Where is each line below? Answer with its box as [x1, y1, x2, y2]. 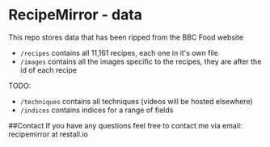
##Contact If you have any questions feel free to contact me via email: [8, 120, 243, 130]
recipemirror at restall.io [8, 129, 89, 139]
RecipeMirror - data [8, 6, 143, 24]
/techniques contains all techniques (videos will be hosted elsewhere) [19, 96, 253, 106]
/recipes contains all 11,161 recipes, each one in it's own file [19, 48, 218, 57]
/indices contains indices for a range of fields [19, 105, 174, 115]
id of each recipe [19, 65, 77, 74]
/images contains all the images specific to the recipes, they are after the [19, 57, 262, 66]
